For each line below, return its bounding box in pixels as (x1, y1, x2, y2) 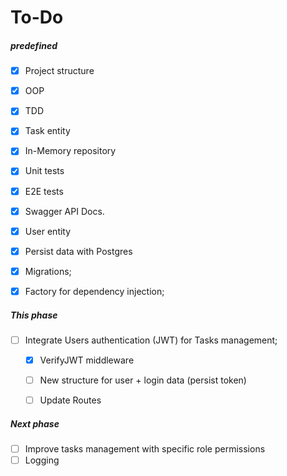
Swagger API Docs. (24, 205, 105, 217)
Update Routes (39, 394, 102, 406)
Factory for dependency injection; (24, 285, 165, 297)
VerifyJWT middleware (39, 354, 135, 366)
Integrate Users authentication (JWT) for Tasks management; (24, 334, 278, 346)
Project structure (24, 65, 95, 77)
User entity (24, 225, 72, 237)
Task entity (24, 125, 71, 137)
